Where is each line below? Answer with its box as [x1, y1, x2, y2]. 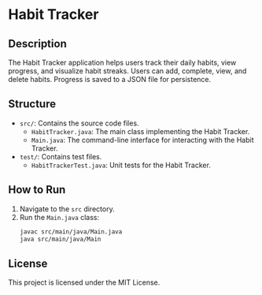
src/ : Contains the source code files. [19, 118, 139, 128]
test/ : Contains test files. [19, 151, 102, 161]
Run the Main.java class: [19, 212, 100, 222]
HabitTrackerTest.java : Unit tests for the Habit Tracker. [31, 160, 211, 170]
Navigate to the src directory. [19, 204, 116, 214]
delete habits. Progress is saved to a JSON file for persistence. [8, 75, 212, 84]
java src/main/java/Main [19, 235, 101, 243]
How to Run [8, 183, 66, 196]
